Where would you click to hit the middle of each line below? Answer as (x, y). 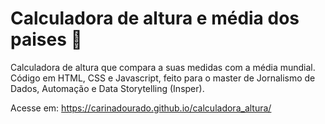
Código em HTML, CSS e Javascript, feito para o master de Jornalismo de (163, 78)
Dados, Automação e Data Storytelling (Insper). (107, 88)
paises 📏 (46, 39)
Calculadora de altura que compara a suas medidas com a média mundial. (163, 67)
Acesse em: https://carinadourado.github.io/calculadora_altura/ (141, 108)
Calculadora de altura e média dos (155, 18)
